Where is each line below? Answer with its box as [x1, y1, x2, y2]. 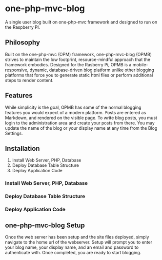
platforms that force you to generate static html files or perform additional [5, 72, 153, 78]
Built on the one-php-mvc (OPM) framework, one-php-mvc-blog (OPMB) [5, 51, 152, 57]
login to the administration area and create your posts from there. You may [5, 120, 155, 126]
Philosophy [5, 39, 40, 47]
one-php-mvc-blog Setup [5, 221, 85, 229]
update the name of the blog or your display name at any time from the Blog [5, 125, 158, 131]
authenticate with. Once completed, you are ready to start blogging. [5, 249, 142, 255]
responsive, [5, 67, 29, 73]
